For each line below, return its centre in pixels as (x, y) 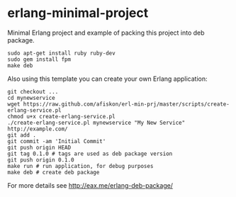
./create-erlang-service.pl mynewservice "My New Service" (96, 123)
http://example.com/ (38, 129)
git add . (22, 135)
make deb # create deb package (54, 172)
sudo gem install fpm (39, 59)
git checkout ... (33, 91)
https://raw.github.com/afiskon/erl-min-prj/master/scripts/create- (127, 104)
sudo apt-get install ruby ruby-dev (61, 53)
